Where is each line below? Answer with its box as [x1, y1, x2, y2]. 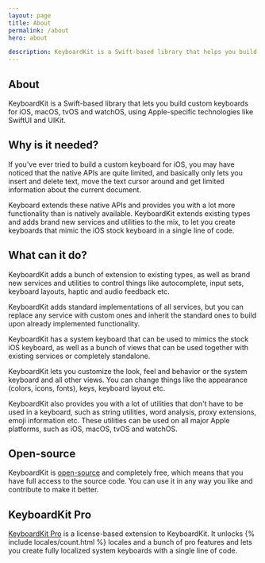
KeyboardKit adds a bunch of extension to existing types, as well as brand [8, 269, 251, 279]
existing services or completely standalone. [8, 351, 151, 361]
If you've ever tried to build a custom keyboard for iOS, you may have [8, 160, 236, 169]
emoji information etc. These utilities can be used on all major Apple [8, 415, 230, 425]
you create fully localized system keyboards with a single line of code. [8, 546, 238, 556]
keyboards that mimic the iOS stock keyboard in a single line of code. [8, 226, 235, 235]
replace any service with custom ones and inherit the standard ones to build [8, 310, 257, 320]
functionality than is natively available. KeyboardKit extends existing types [8, 208, 251, 218]
